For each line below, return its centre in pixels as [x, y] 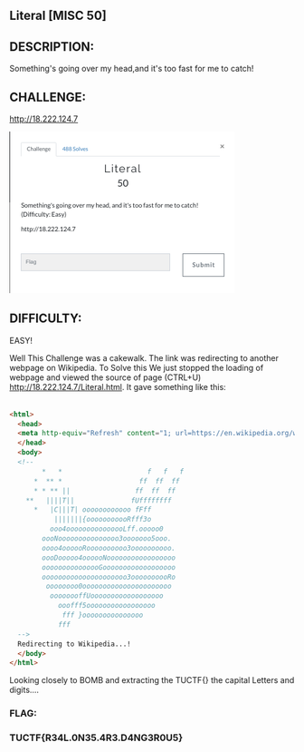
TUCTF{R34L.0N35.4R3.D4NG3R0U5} [96, 737]
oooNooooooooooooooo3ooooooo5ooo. [107, 539]
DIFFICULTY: [46, 319]
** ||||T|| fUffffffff [99, 500]
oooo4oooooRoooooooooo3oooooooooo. [109, 548]
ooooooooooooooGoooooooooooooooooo [109, 567]
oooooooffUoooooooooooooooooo [107, 596]
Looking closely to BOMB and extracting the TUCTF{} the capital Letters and [152, 680]
